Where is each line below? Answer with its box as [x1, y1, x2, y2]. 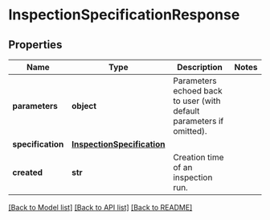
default [172, 106, 200, 116]
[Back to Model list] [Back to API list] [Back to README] [8, 203, 193, 212]
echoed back [172, 85, 223, 96]
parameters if [172, 115, 224, 127]
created [12, 167, 43, 178]
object [72, 101, 97, 111]
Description [176, 62, 223, 73]
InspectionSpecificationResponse [8, 6, 240, 24]
